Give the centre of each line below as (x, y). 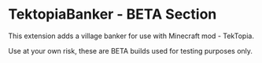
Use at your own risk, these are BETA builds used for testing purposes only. (131, 51)
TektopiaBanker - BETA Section (113, 14)
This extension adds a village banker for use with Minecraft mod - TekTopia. (131, 36)
